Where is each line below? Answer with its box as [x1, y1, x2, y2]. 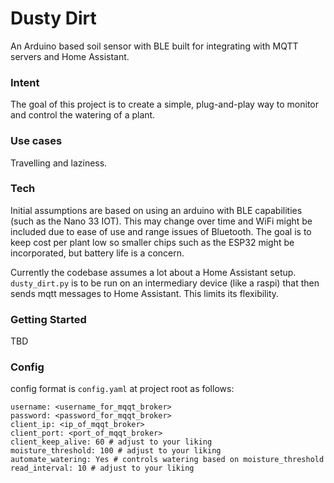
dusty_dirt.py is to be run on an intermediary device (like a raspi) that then [10, 277, 320, 289]
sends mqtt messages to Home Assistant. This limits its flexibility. [10, 287, 280, 299]
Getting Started [10, 312, 87, 326]
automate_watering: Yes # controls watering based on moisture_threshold [10, 455, 325, 465]
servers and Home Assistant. [10, 50, 130, 62]
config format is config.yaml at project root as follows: [10, 383, 235, 395]
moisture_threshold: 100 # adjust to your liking [10, 446, 222, 456]
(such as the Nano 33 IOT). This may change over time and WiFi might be [10, 215, 313, 227]
